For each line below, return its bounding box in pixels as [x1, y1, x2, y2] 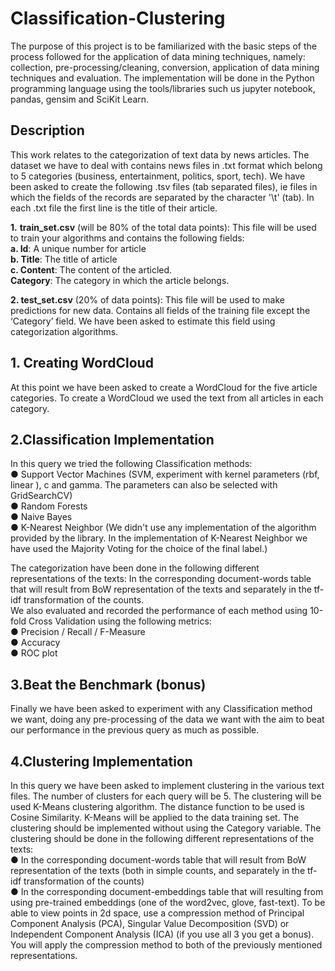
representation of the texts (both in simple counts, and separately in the [10, 865, 306, 876]
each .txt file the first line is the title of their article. [10, 202, 218, 214]
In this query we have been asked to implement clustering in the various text [10, 780, 325, 791]
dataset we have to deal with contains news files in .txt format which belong [10, 159, 323, 171]
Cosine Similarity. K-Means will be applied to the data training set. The [10, 812, 300, 823]
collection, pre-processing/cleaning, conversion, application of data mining [10, 61, 320, 73]
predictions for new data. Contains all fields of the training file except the [10, 304, 311, 316]
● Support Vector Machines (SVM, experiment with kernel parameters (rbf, [10, 468, 320, 481]
